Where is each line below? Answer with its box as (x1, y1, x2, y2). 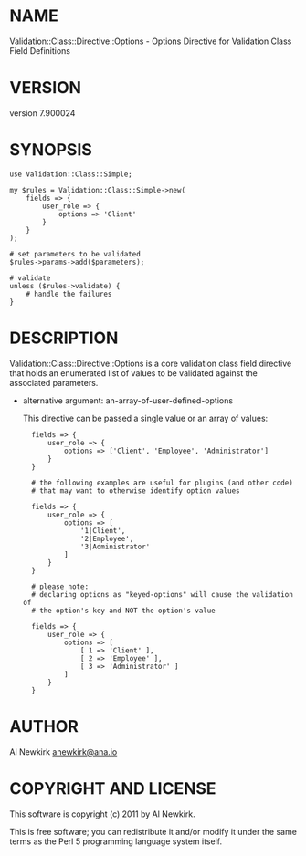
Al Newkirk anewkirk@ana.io (9, 746, 118, 757)
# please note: (31, 581, 90, 591)
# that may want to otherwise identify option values (31, 485, 240, 496)
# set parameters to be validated (9, 249, 142, 258)
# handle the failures (26, 289, 112, 298)
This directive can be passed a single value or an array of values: (22, 412, 269, 423)
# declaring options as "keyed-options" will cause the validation (31, 590, 294, 599)
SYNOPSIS (9, 140, 93, 161)
